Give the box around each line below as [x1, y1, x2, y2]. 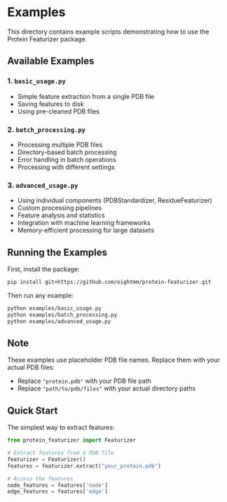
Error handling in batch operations [17, 155, 117, 163]
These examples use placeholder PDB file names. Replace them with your [7, 355, 221, 365]
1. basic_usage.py [7, 76, 67, 86]
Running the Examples [7, 246, 107, 258]
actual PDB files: [7, 363, 55, 372]
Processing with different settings [17, 163, 115, 171]
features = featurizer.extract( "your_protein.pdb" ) [7, 462, 161, 470]
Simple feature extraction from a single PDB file [17, 92, 155, 100]
